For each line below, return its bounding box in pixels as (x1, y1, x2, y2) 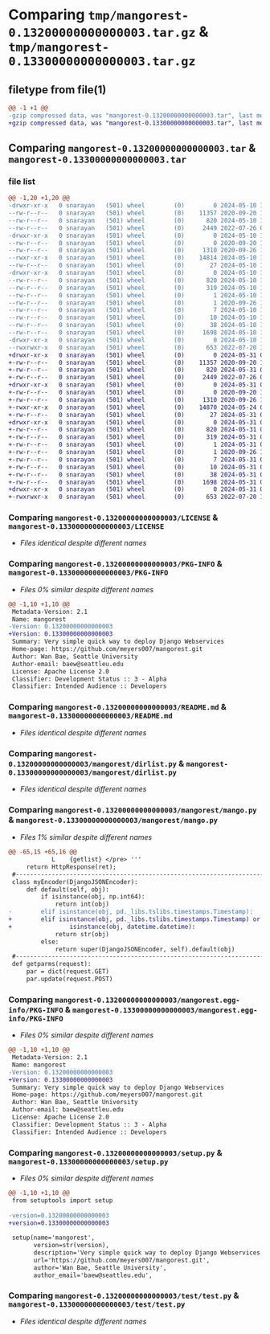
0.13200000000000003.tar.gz (8, 26, 196, 41)
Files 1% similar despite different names (19, 833, 153, 842)
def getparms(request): (11, 960, 92, 968)
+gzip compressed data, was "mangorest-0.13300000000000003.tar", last (8, 119, 253, 127)
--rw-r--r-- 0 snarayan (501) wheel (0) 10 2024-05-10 (8, 313, 257, 322)
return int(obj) (55, 900, 110, 909)
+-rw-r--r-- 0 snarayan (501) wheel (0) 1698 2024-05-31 (8, 478, 257, 486)
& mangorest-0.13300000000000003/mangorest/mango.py (8, 814, 219, 825)
